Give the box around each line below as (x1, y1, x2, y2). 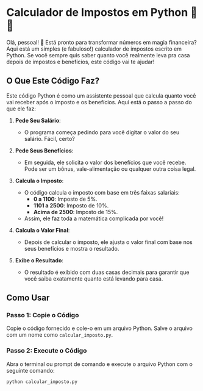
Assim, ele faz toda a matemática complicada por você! (24, 215, 164, 222)
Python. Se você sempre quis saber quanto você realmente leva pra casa (6, 51, 190, 59)
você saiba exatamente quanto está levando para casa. (24, 274, 163, 282)
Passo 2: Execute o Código (6, 346, 87, 355)
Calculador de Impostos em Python (6, 5, 188, 20)
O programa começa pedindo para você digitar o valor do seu (24, 128, 180, 136)
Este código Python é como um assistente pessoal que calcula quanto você (6, 91, 196, 99)
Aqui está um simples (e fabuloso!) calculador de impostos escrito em (6, 45, 182, 52)
